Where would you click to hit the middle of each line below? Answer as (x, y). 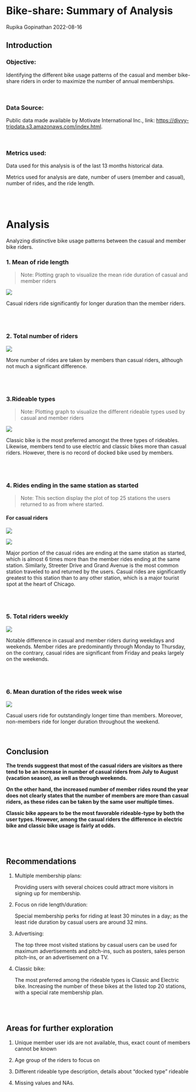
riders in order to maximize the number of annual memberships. (97, 81)
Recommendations (41, 862)
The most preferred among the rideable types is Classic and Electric (97, 980)
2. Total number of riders (42, 336)
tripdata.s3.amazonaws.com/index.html (54, 126)
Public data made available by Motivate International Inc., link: (80, 120)
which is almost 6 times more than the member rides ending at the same (93, 559)
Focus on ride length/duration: (51, 904)
